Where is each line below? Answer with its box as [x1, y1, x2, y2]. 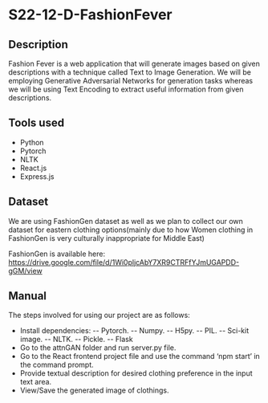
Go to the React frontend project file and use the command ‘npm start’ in [19, 352, 261, 361]
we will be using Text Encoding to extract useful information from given [8, 84, 244, 94]
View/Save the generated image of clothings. [19, 385, 170, 395]
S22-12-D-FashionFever [8, 6, 173, 24]
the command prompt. [19, 360, 94, 370]
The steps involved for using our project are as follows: [8, 311, 190, 320]
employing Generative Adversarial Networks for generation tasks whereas [8, 76, 254, 85]
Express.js [19, 171, 55, 181]
